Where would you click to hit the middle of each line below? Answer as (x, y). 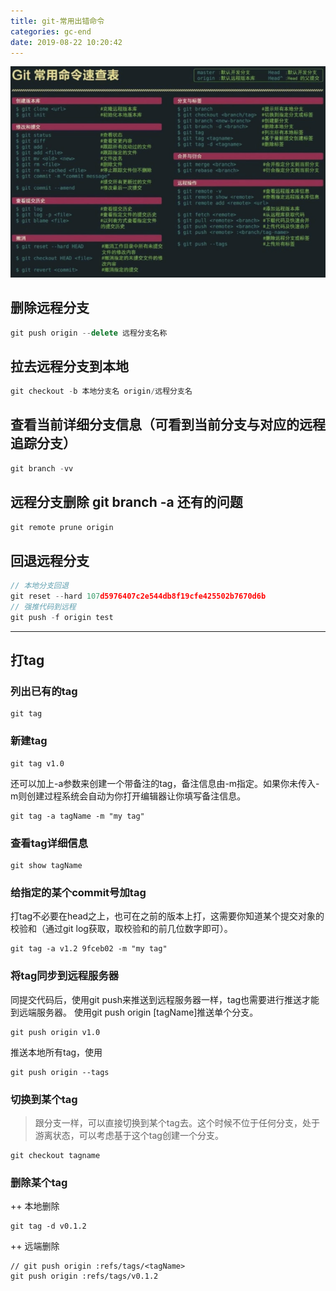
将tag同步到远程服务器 (65, 976)
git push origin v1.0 (55, 1032)
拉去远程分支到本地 (69, 366)
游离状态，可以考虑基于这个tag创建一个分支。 (129, 1135)
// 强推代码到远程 (43, 607)
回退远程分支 (50, 560)
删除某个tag (39, 1182)
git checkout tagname (55, 1155)
